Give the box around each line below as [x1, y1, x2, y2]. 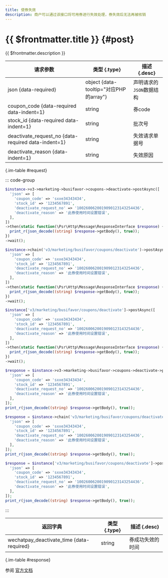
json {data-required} [7, 86, 56, 93]
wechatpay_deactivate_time [7, 536, 73, 543]
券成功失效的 [129, 536, 159, 543]
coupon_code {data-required [7, 102, 76, 109]
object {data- [85, 79, 117, 86]
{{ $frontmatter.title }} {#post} [5, 34, 134, 45]
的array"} [85, 93, 107, 100]
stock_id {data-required [7, 117, 64, 124]
